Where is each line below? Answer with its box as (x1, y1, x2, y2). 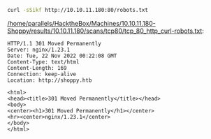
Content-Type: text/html (7, 58, 80, 66)
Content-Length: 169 (7, 64, 68, 71)
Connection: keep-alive (7, 71, 77, 78)
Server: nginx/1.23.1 (7, 46, 71, 53)
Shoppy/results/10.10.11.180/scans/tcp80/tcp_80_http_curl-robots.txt (7, 27, 203, 35)
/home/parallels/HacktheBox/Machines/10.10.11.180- (7, 19, 156, 27)
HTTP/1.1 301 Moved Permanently (7, 40, 101, 47)
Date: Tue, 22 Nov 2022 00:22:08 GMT (7, 52, 117, 59)
